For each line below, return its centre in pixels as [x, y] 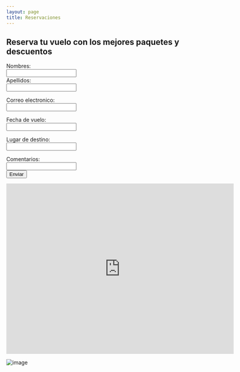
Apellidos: [19, 81]
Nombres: [19, 66]
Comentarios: [23, 159]
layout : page [23, 12]
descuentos [29, 51]
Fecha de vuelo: [26, 120]
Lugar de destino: [28, 139]
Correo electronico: [31, 100]
